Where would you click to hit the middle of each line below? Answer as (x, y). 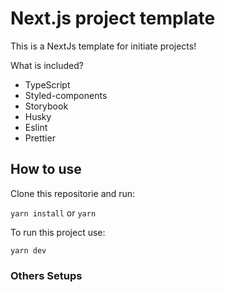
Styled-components (66, 95)
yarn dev (28, 250)
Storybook (46, 106)
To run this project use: (58, 232)
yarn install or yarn (53, 213)
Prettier (40, 138)
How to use (46, 169)
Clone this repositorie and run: (73, 193)
